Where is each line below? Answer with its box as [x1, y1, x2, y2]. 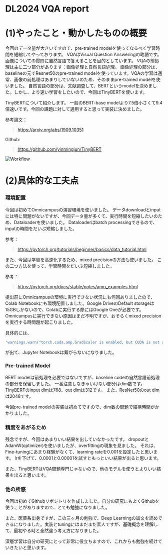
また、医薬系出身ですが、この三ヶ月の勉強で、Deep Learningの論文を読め [5, 515, 158, 521]
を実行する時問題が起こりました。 [5, 319, 75, 325]
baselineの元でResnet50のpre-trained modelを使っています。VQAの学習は [5, 70, 158, 76]
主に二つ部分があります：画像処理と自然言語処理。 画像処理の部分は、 [13, 64, 160, 70]
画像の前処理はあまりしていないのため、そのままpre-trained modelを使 [13, 76, 161, 83]
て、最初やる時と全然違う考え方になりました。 [5, 528, 101, 534]
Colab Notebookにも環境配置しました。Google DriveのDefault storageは [5, 300, 154, 306]
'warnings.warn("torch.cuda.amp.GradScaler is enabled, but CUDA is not [5, 340, 160, 345]
